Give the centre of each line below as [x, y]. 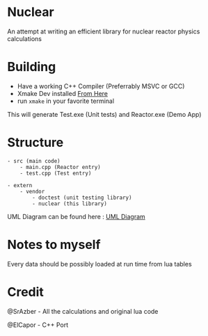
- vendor [32, 191]
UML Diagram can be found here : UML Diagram [77, 216]
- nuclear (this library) [70, 203]
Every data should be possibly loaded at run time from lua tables [100, 264]
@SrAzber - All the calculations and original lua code [83, 311]
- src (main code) [34, 161]
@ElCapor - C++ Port [38, 325]
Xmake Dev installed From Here [63, 93]
